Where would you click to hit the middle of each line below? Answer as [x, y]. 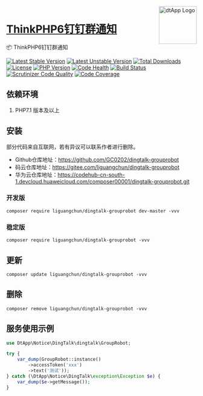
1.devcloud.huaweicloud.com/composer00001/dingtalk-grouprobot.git [102, 181]
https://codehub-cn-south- [91, 174]
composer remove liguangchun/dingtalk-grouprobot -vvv [77, 308]
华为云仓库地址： [36, 174]
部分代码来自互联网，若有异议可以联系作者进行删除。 [72, 147]
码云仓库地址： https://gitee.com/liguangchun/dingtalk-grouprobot [97, 167]
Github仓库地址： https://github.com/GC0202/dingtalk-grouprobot [97, 159]
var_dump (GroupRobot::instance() [59, 359]
